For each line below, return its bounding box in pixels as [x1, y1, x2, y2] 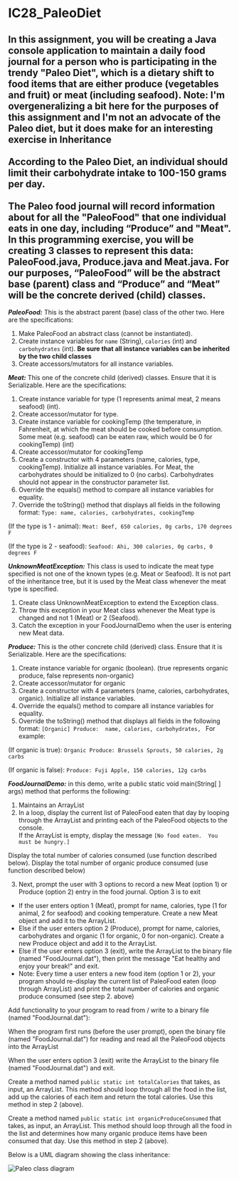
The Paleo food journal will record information [8, 200, 216, 212]
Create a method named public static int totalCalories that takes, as [8, 1078, 221, 1086]
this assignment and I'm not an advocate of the [8, 111, 221, 123]
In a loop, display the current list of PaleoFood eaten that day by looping [18, 808, 230, 816]
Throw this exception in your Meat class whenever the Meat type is [18, 606, 216, 614]
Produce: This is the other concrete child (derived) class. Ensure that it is [8, 643, 223, 650]
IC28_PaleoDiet [8, 5, 102, 21]
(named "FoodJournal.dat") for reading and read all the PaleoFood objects [8, 1035, 226, 1043]
